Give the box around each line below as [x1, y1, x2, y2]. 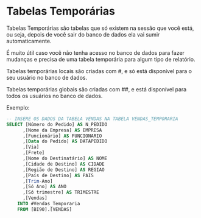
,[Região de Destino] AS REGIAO [22, 166, 105, 173]
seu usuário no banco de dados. [6, 74, 87, 81]
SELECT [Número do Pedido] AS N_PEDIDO [6, 121, 108, 127]
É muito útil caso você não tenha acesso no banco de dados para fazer [6, 49, 185, 56]
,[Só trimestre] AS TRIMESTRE [22, 189, 99, 195]
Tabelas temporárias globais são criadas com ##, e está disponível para [6, 85, 187, 93]
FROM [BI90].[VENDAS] [17, 206, 72, 213]
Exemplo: [6, 104, 30, 111]
